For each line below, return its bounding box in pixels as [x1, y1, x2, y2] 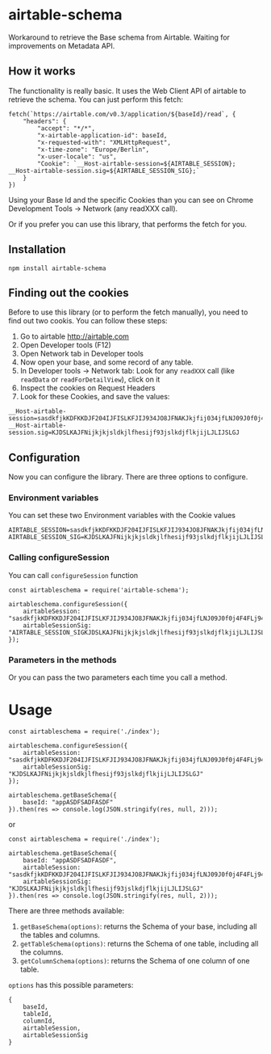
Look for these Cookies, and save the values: [19, 392, 170, 402]
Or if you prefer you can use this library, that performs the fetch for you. [8, 219, 248, 229]
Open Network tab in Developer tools [19, 349, 144, 359]
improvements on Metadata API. [8, 40, 115, 50]
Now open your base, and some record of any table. [19, 357, 194, 367]
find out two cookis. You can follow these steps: [8, 316, 168, 326]
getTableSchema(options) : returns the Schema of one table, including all [19, 939, 259, 949]
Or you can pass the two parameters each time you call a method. [8, 672, 227, 682]
